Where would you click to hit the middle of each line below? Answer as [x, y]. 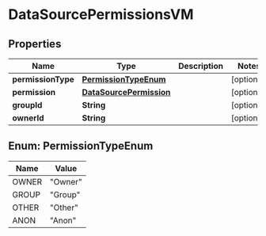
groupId [27, 105]
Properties [35, 44]
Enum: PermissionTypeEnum [81, 146]
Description [201, 66]
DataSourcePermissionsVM [101, 15]
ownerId [28, 118]
